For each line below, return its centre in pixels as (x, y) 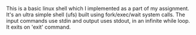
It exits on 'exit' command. (38, 27)
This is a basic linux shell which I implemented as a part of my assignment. (98, 8)
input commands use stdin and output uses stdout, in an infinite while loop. (98, 21)
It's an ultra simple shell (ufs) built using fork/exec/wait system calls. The (96, 15)
